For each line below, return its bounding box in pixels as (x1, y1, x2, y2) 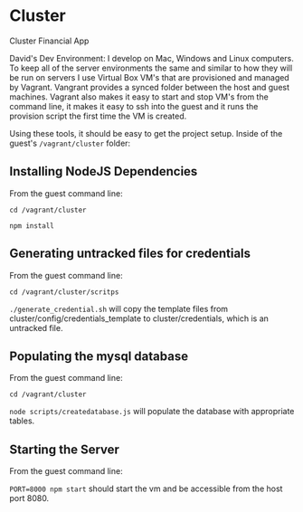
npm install (9, 221, 54, 231)
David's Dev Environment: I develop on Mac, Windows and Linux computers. (9, 52, 294, 63)
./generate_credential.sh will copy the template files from (9, 303, 229, 314)
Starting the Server (9, 441, 120, 457)
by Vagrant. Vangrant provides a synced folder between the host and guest (9, 81, 290, 92)
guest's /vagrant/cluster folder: (9, 137, 131, 148)
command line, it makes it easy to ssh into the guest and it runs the (9, 100, 259, 111)
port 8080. (9, 493, 50, 504)
